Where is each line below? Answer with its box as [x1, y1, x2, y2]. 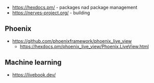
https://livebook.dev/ [12, 71, 56, 78]
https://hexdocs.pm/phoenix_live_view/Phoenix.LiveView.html [19, 43, 149, 49]
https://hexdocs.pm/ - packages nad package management [12, 5, 138, 10]
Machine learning [5, 58, 62, 67]
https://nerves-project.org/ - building [12, 10, 90, 16]
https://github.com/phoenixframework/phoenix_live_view [12, 38, 132, 44]
